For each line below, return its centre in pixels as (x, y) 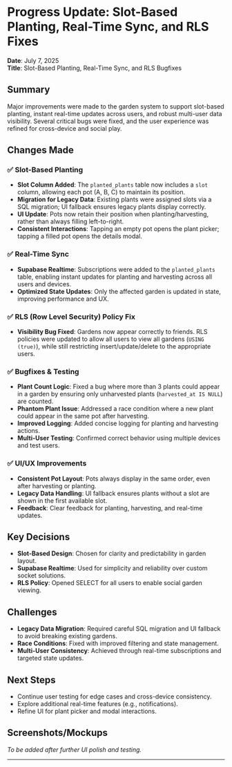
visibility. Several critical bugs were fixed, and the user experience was (108, 121)
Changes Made (40, 150)
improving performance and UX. (63, 299)
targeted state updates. (50, 658)
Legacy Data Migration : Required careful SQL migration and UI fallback (119, 629)
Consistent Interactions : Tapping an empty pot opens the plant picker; (118, 229)
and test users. (38, 445)
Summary (29, 90)
